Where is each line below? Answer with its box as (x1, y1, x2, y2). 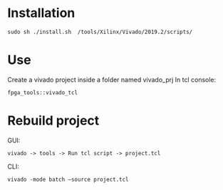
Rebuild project (7, 113, 100, 129)
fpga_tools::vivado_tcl (7, 89, 78, 96)
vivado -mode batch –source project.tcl (7, 176, 130, 183)
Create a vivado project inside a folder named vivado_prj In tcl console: (7, 75, 217, 84)
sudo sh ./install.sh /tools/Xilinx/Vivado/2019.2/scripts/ (7, 28, 193, 35)
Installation (7, 5, 76, 21)
